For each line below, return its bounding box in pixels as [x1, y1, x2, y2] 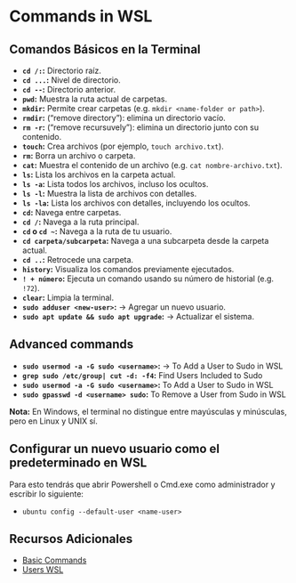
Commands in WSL [9, 6, 153, 27]
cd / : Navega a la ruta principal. [21, 216, 140, 227]
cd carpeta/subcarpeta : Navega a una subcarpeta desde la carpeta [21, 236, 269, 246]
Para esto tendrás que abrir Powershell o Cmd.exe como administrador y [9, 479, 276, 490]
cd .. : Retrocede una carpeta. [21, 255, 134, 264]
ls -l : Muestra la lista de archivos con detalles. [21, 189, 197, 198]
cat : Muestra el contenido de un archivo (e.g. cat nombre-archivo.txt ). [21, 160, 283, 170]
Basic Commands [21, 555, 87, 566]
